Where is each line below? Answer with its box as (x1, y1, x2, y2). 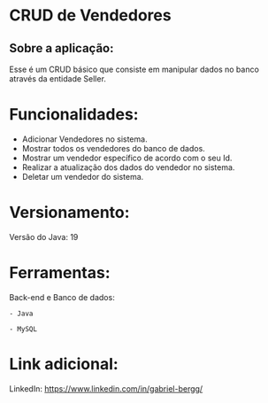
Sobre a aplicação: (9, 41, 114, 56)
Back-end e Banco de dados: (9, 291, 115, 302)
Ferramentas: (9, 263, 111, 283)
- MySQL (9, 324, 38, 333)
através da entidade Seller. (9, 74, 106, 84)
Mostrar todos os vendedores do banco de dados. (21, 143, 205, 153)
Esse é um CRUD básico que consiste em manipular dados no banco (9, 64, 259, 74)
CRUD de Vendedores (9, 5, 172, 26)
